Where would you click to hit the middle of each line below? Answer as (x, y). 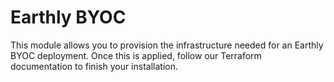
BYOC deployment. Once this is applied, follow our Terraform (136, 55)
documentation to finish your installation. (94, 66)
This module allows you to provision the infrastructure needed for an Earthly (167, 45)
